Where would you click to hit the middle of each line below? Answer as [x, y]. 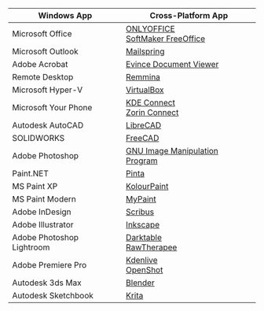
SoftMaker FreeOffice [165, 39]
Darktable [144, 237]
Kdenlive [142, 260]
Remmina [143, 77]
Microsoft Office [42, 33]
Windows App [65, 15]
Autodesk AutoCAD [48, 125]
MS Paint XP [35, 186]
